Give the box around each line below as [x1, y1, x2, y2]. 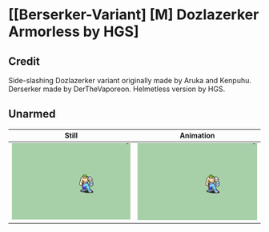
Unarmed [8, 107, 56, 121]
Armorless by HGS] [8, 22, 139, 41]
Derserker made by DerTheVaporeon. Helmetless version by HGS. [8, 84, 226, 94]
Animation [179, 130, 215, 141]
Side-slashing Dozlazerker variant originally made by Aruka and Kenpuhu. [8, 76, 252, 85]
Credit [8, 54, 40, 68]
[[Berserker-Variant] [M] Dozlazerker [8, 6, 259, 24]
